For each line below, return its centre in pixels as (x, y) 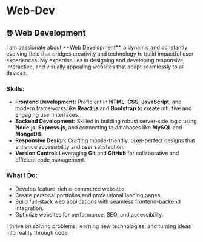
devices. (17, 73)
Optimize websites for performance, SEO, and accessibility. (89, 214)
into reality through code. (38, 232)
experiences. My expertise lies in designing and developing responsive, (95, 60)
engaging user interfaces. (47, 115)
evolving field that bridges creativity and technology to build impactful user (100, 54)
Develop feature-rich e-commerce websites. (70, 189)
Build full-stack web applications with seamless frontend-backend (98, 201)
